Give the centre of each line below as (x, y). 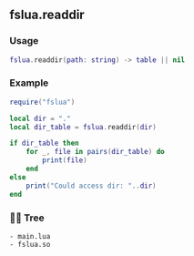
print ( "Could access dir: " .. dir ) (91, 186)
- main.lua (30, 236)
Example (29, 83)
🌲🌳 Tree (27, 218)
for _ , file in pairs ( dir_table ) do (96, 152)
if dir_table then (44, 143)
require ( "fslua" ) (42, 102)
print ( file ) (65, 160)
